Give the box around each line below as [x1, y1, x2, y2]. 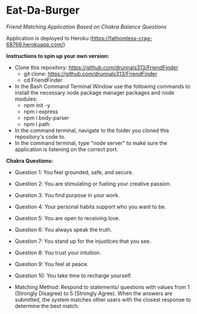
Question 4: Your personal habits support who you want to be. [14, 203, 167, 210]
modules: [14, 95, 38, 102]
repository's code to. [14, 133, 66, 140]
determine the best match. [14, 302, 80, 309]
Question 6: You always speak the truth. [14, 226, 112, 233]
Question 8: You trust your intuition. [14, 249, 102, 256]
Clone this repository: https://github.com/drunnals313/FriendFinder [14, 63, 179, 71]
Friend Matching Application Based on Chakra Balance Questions [6, 23, 167, 30]
